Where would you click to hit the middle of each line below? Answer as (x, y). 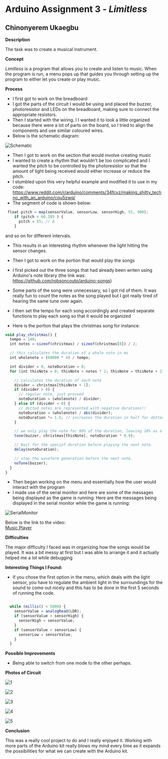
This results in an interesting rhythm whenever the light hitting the (80, 245)
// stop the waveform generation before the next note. (74, 458)
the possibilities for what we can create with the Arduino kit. (67, 751)
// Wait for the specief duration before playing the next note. (84, 445)
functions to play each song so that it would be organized (71, 316)
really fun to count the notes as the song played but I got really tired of (85, 295)
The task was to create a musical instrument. (51, 49)
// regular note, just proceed (51, 394)
